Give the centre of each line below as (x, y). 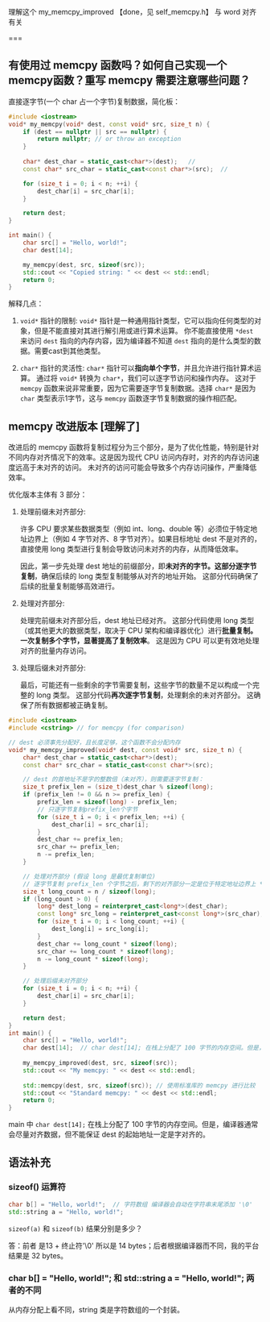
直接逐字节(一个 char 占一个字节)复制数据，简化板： (94, 101)
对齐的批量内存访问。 (55, 651)
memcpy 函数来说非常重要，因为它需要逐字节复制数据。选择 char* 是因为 (138, 389)
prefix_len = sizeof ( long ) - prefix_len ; (108, 802)
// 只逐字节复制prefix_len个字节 (88, 809)
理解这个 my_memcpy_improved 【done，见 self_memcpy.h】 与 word (125, 12)
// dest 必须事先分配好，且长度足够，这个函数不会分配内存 (94, 742)
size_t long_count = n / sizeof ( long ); (90, 892)
